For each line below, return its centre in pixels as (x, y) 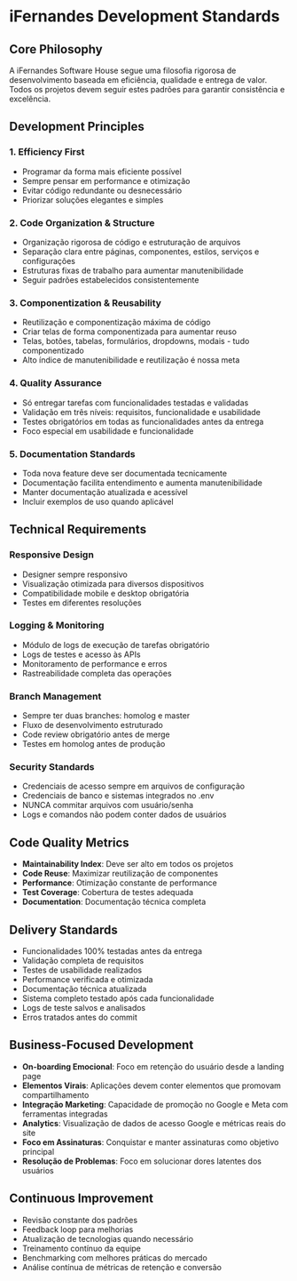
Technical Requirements (78, 529)
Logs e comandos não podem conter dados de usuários (124, 814)
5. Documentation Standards (72, 453)
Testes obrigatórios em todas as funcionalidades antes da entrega (143, 421)
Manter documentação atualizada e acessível (105, 492)
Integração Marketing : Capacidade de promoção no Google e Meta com (155, 1104)
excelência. (30, 99)
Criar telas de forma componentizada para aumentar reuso (129, 332)
